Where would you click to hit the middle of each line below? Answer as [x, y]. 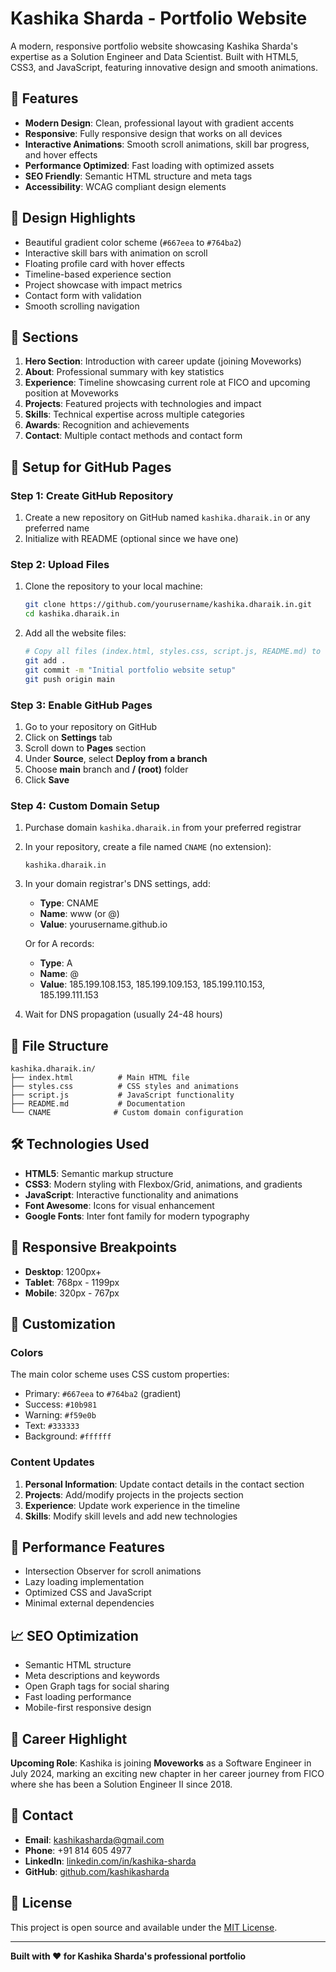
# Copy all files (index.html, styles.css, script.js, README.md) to [173, 652]
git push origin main [69, 679]
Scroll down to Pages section [85, 748]
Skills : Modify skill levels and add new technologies [131, 1516]
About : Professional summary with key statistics [124, 372]
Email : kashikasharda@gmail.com [94, 1839]
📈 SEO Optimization [74, 1635]
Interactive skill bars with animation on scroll [116, 253]
